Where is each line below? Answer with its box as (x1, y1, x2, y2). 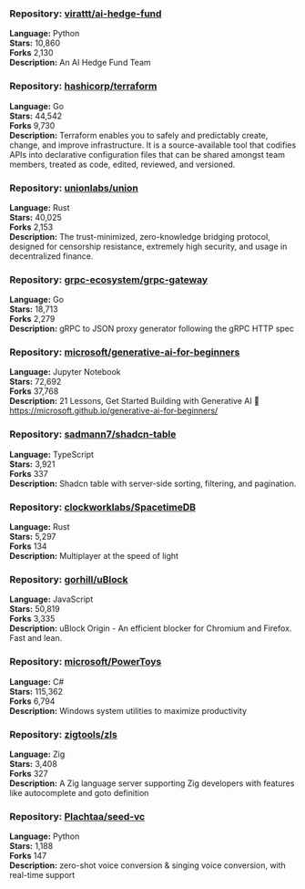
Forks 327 (9, 768, 48, 779)
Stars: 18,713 (9, 304, 58, 315)
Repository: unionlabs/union (9, 181, 138, 194)
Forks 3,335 (9, 614, 56, 625)
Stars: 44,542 (9, 110, 62, 121)
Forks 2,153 (9, 222, 54, 233)
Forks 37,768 (9, 386, 59, 397)
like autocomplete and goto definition (9, 787, 149, 798)
